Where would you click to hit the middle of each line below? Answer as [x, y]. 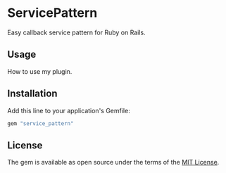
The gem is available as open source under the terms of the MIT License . [113, 162]
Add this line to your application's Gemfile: [69, 110]
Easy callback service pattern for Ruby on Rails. [76, 32]
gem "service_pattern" [40, 123]
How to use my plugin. [40, 71]
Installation [32, 94]
